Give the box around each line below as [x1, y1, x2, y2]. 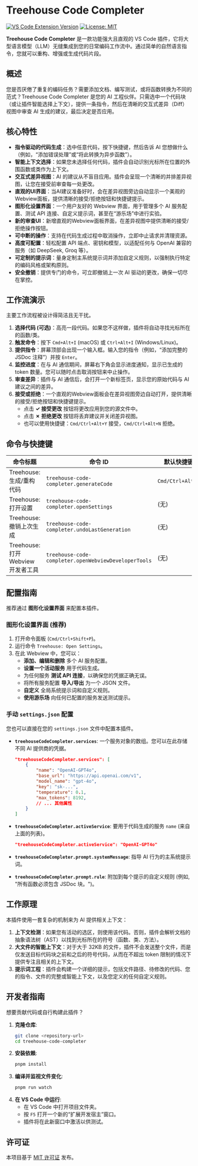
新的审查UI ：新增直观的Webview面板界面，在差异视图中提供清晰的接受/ [14, 217, 189, 224]
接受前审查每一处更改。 [40, 180, 98, 187]
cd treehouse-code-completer [14, 1038, 87, 1044]
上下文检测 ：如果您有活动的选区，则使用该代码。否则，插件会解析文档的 [14, 928, 190, 936]
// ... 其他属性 [36, 800, 72, 806]
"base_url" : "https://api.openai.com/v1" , [36, 773, 142, 779]
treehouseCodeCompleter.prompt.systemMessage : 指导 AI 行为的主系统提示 [14, 853, 191, 861]
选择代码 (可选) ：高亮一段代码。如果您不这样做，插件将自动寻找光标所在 [14, 324, 190, 331]
